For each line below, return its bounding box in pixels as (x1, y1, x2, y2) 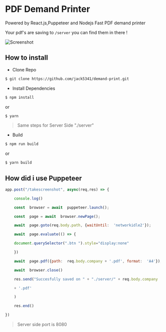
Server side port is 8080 (17, 322, 67, 328)
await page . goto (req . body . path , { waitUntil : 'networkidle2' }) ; (14, 223, 152, 228)
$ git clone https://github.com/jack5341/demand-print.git (5, 76, 129, 81)
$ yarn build (5, 160, 32, 165)
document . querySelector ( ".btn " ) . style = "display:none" (14, 241, 129, 246)
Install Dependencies (12, 85, 55, 91)
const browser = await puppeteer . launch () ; (14, 205, 110, 210)
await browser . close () (14, 267, 63, 272)
